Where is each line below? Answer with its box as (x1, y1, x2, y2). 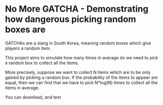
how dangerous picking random (5, 14, 136, 25)
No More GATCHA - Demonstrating (5, 3, 148, 15)
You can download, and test (5, 94, 61, 100)
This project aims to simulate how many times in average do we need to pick (5, 54, 158, 60)
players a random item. (5, 45, 51, 51)
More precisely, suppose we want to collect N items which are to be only (5, 69, 151, 75)
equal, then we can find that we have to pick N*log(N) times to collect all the (5, 79, 158, 86)
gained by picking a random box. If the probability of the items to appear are (5, 74, 158, 80)
